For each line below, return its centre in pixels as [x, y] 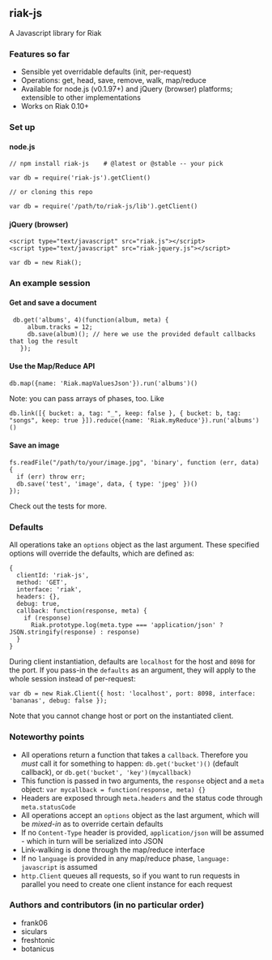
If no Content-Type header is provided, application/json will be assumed [142, 832]
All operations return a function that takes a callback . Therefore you [134, 755]
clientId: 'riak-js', [53, 576]
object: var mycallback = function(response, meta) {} [113, 789]
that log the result [44, 341]
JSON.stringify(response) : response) [74, 633]
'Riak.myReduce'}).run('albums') [203, 420]
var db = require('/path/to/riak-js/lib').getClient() [104, 206]
